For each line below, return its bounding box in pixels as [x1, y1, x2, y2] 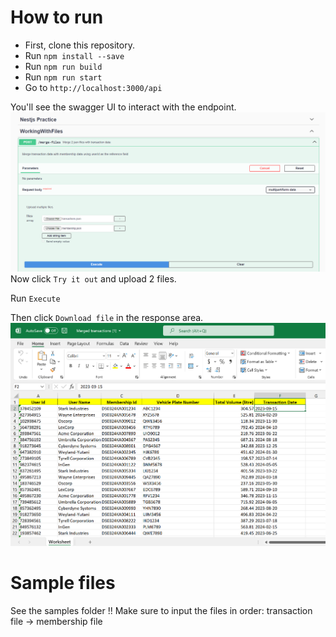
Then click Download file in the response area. [10, 312, 204, 324]
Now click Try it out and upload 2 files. [10, 273, 177, 285]
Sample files [10, 571, 116, 594]
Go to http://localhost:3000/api [24, 81, 163, 93]
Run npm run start [24, 71, 103, 83]
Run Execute [10, 292, 61, 305]
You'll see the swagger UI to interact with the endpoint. [10, 101, 237, 113]
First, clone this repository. [24, 39, 135, 51]
